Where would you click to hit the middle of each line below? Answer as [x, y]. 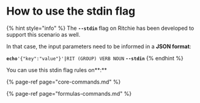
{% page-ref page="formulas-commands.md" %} [69, 93]
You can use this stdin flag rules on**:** [57, 70]
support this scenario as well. [43, 34]
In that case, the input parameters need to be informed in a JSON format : [99, 46]
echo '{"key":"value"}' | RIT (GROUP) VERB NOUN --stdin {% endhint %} [95, 58]
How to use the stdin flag [71, 11]
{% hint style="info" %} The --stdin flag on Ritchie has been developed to [100, 28]
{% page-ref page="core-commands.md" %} [64, 82]
